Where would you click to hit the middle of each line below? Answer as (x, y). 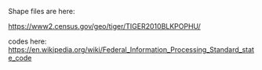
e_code (20, 58)
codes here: (27, 41)
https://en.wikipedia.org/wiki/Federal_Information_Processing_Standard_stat (131, 49)
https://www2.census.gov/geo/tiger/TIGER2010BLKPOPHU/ (105, 26)
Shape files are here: (42, 11)
